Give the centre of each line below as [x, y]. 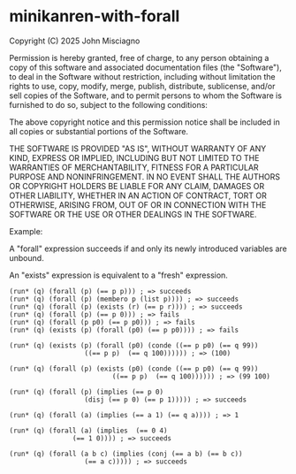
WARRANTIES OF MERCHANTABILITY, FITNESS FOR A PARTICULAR [134, 167]
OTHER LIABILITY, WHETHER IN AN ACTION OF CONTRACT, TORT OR [138, 195]
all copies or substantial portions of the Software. [99, 131]
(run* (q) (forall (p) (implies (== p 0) [87, 392]
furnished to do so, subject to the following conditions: [108, 104]
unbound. [27, 257]
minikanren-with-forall [95, 16]
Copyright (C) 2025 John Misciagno [75, 41]
